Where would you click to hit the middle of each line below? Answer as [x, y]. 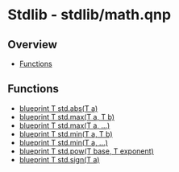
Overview [33, 45]
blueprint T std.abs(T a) [58, 108]
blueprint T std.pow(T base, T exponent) [86, 151]
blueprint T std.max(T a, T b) [67, 117]
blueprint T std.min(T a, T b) [66, 133]
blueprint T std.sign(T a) [59, 159]
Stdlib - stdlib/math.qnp [89, 15]
